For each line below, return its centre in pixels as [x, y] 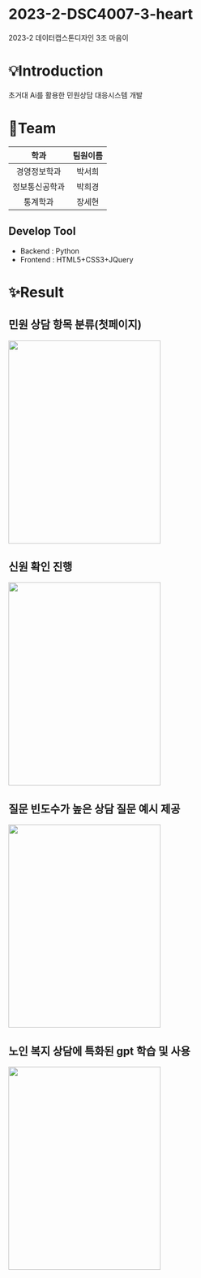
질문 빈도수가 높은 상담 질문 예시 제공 [94, 809]
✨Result [36, 292]
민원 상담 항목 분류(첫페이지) [75, 325]
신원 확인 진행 [41, 567]
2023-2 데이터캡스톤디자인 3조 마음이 [68, 37]
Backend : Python [49, 251]
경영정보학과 [38, 171]
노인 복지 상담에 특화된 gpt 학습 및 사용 [99, 1051]
